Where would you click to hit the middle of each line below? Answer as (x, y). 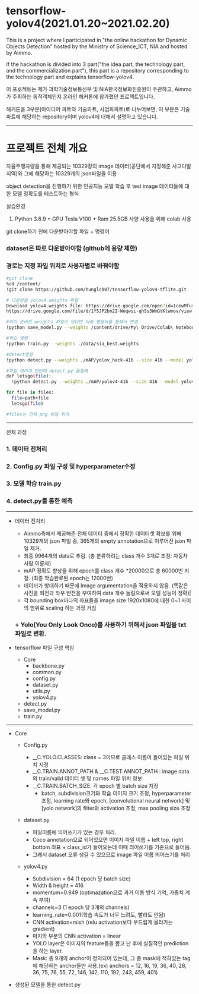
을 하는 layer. (48, 951)
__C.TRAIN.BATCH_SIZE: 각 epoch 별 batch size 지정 (95, 786)
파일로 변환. (31, 633)
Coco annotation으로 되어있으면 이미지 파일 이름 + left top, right (108, 840)
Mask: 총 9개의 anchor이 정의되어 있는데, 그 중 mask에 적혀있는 (107, 958)
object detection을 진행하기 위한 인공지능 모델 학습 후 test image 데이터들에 (95, 186)
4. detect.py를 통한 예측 (39, 501)
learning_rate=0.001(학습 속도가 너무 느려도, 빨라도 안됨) (99, 915)
